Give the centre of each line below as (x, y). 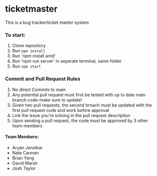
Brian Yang (23, 158)
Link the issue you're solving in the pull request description (71, 115)
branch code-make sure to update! (47, 100)
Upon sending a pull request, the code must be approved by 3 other (80, 121)
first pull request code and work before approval (61, 110)
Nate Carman (25, 153)
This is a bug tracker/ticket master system (47, 22)
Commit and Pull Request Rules (43, 79)
